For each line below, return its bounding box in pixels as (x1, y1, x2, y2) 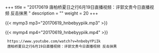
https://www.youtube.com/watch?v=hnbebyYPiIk (7, 39, 101, 44)
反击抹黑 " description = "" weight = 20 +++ (10, 10, 98, 16)
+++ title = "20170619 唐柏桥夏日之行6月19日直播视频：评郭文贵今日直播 (5, 4, 150, 10)
